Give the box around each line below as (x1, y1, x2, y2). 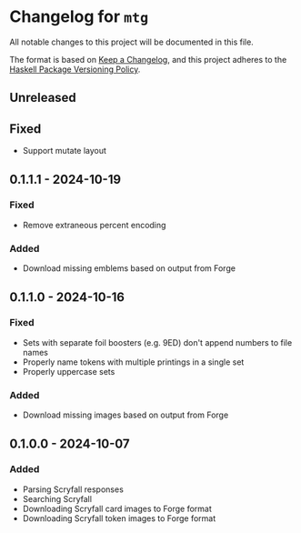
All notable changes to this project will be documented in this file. (9, 36, 255, 47)
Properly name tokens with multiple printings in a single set (22, 357, 245, 367)
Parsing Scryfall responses (22, 484, 125, 495)
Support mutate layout (22, 146, 107, 156)
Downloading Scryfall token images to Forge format (22, 512, 216, 524)
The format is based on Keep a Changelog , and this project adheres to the (9, 54, 287, 65)
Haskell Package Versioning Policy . (9, 64, 141, 75)
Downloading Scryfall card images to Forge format (22, 503, 212, 514)
